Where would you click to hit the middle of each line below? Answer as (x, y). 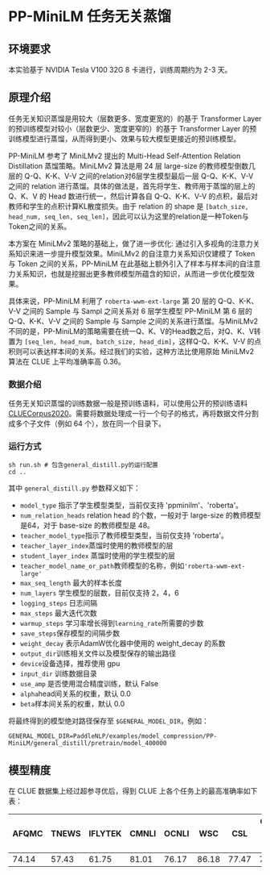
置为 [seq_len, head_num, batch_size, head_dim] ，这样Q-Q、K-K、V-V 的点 (135, 341)
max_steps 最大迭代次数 (59, 613)
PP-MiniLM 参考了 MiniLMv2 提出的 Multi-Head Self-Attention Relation (125, 156)
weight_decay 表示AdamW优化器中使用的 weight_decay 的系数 (123, 644)
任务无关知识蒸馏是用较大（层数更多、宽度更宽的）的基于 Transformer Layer (135, 119)
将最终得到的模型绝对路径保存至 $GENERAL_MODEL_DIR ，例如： (108, 721)
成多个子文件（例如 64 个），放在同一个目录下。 (87, 423)
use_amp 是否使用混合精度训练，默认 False (89, 684)
